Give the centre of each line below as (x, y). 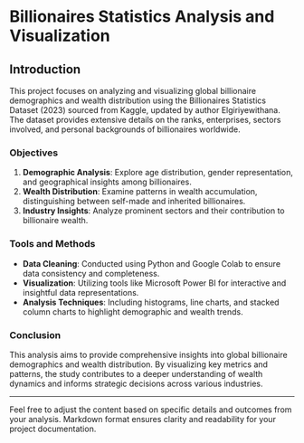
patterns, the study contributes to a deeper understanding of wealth (136, 373)
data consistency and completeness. (91, 273)
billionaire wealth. (55, 221)
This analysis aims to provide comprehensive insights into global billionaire (148, 354)
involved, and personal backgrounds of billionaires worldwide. (125, 129)
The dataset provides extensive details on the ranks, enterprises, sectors (145, 120)
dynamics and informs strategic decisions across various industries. (137, 383)
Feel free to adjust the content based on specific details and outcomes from (151, 410)
